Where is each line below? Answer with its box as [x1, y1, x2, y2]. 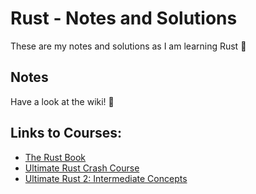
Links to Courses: [10, 125, 122, 142]
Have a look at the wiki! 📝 [10, 95, 115, 107]
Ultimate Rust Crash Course [24, 162, 140, 174]
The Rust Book [24, 151, 87, 163]
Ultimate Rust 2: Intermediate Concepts [24, 172, 188, 184]
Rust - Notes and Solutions [10, 7, 238, 30]
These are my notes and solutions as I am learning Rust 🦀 [10, 40, 247, 52]
